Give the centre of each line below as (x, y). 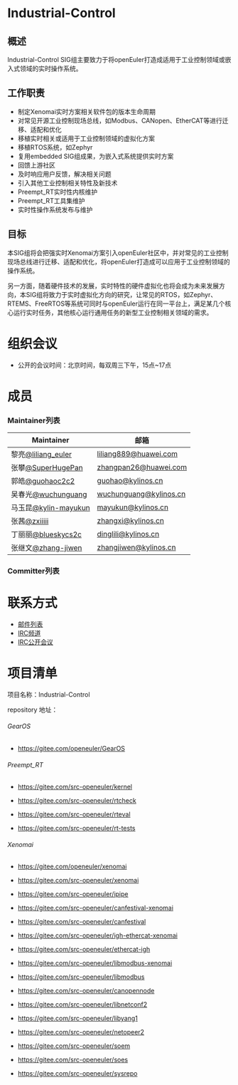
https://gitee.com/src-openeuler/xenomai (78, 881)
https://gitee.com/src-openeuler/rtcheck (77, 801)
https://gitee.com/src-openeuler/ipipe (73, 894)
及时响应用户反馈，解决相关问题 (64, 174)
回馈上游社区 (36, 165)
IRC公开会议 (35, 642)
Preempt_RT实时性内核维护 (58, 192)
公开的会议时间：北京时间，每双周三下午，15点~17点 (94, 365)
